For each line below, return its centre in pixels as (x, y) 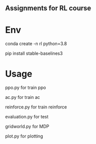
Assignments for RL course (48, 8)
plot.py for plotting (24, 136)
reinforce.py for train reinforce (36, 107)
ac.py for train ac (23, 97)
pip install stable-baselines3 (34, 53)
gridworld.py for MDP (27, 126)
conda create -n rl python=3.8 (36, 44)
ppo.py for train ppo (26, 88)
